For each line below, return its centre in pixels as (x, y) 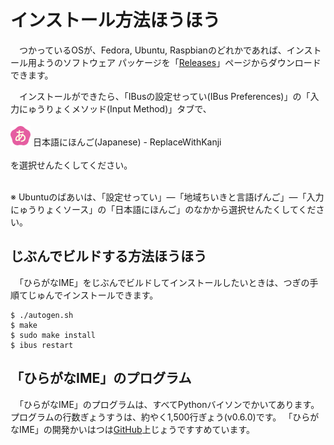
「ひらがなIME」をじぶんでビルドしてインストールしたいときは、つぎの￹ (164, 282)
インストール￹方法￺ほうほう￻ (115, 20)
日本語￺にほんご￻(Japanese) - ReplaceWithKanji (127, 142)
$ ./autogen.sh (42, 315)
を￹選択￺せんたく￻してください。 (71, 165)
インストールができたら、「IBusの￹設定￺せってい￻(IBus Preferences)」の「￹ (164, 96)
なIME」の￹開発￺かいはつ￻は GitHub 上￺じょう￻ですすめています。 (133, 429)
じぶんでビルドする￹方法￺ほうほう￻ (108, 256)
